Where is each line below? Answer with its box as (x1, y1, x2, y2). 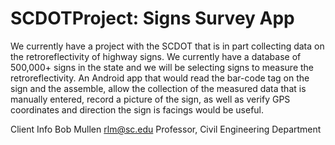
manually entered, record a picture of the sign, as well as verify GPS (10, 93, 291, 105)
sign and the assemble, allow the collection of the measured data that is (10, 82, 307, 94)
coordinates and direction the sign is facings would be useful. (10, 103, 265, 116)
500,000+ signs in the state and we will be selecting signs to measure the (10, 61, 314, 73)
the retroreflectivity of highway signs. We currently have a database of (10, 50, 302, 62)
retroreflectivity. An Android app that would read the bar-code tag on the (10, 72, 310, 84)
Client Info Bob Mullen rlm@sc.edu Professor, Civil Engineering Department (10, 123, 322, 135)
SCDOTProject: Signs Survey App (10, 7, 295, 30)
